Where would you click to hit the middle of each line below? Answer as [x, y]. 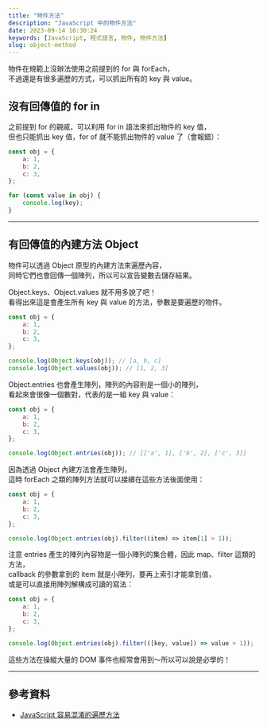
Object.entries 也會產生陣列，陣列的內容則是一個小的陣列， [105, 384]
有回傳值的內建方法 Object [74, 244]
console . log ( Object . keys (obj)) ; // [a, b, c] [85, 361]
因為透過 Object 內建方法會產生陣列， [70, 470]
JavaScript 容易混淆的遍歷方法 [70, 715]
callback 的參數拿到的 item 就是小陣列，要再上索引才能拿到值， [112, 574]
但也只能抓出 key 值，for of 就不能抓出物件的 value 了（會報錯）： [115, 137]
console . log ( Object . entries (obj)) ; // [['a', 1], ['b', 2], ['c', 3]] [128, 454]
